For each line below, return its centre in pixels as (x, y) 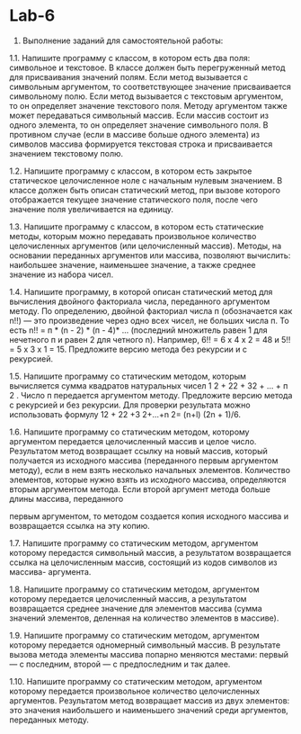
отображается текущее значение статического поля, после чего (134, 200)
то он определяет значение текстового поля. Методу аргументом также (148, 105)
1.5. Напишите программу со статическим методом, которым (128, 376)
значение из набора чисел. (62, 274)
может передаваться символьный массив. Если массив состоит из (139, 115)
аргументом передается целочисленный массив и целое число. (133, 441)
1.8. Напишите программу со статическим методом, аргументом (134, 589)
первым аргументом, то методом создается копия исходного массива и (149, 516)
